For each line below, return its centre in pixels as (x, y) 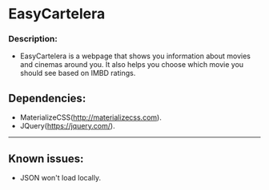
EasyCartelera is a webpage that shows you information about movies (135, 56)
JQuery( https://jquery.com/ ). (67, 126)
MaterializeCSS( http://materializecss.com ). (90, 117)
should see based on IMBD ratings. (78, 73)
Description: (33, 39)
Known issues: (46, 158)
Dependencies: (47, 98)
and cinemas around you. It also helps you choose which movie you (132, 65)
